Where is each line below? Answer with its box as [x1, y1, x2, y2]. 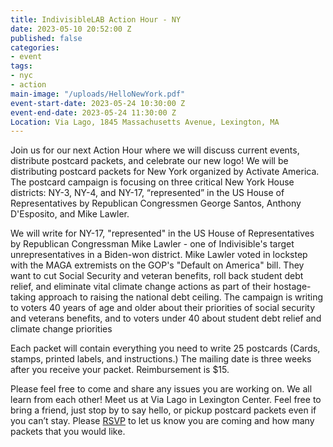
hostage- [273, 281, 312, 293]
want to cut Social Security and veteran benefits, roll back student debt [10, 270, 304, 282]
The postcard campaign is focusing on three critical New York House [10, 176, 295, 188]
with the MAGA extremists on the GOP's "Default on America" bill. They [10, 259, 305, 271]
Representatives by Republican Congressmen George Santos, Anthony [10, 197, 302, 210]
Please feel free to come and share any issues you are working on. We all [10, 383, 313, 395]
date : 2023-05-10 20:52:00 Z [10, 24, 132, 34]
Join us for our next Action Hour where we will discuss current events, [10, 144, 300, 156]
